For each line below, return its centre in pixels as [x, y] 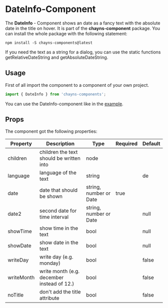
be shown [51, 197]
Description [60, 144]
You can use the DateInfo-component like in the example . [64, 104]
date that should [58, 190]
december [51, 278]
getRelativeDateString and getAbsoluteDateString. [57, 57]
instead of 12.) [57, 284]
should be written [60, 158]
